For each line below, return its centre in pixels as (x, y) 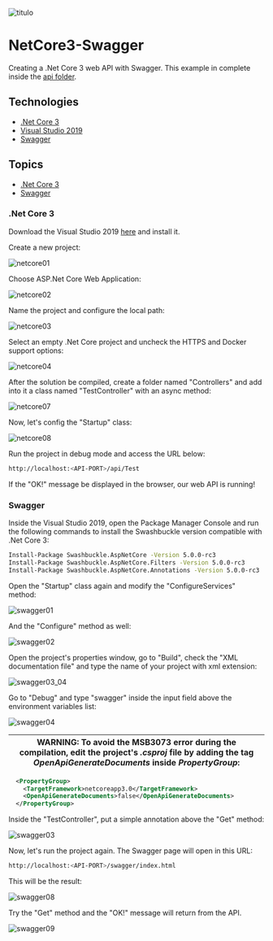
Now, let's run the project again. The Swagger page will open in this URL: (131, 851)
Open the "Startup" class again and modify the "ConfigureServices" (122, 586)
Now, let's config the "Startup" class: (70, 422)
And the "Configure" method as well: (70, 625)
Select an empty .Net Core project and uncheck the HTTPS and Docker (128, 342)
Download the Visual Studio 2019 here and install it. (94, 231)
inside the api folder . (43, 76)
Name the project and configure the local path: (87, 310)
